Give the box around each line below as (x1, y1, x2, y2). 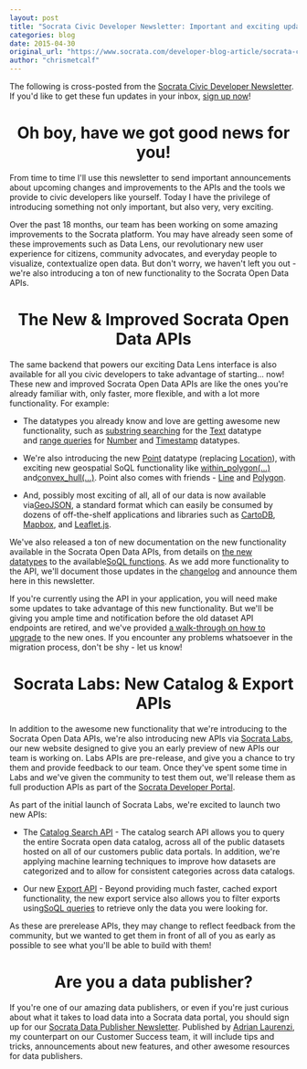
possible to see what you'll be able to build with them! (9, 939, 212, 950)
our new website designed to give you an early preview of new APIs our (9, 742, 281, 754)
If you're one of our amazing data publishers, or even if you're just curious (9, 1001, 290, 1012)
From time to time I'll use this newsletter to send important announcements (9, 172, 291, 183)
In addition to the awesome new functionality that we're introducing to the (9, 723, 288, 734)
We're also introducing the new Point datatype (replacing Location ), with (22, 452, 296, 463)
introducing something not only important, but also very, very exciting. (9, 201, 274, 212)
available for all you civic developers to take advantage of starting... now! (9, 368, 285, 379)
